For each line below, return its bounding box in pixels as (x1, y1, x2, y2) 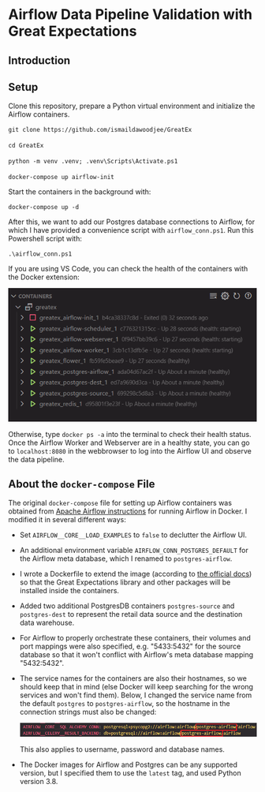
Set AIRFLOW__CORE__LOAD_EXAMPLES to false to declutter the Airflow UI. (19, 530, 247, 540)
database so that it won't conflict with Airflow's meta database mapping (19, 650, 254, 659)
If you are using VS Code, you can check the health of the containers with (8, 264, 248, 274)
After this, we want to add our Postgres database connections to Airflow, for (8, 217, 256, 226)
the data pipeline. (8, 454, 65, 464)
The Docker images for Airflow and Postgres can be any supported (19, 760, 238, 769)
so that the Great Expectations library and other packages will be (19, 577, 231, 587)
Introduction (8, 54, 71, 67)
